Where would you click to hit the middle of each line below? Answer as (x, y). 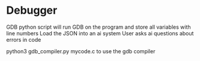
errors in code (24, 39)
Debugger (32, 10)
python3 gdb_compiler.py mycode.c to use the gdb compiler (81, 51)
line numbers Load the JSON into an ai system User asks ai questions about (100, 33)
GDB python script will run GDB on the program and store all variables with (98, 27)
